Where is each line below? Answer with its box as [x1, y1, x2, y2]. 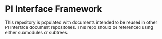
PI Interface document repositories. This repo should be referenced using [5, 24, 153, 30]
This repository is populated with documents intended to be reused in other [5, 19, 158, 25]
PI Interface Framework [5, 3, 102, 14]
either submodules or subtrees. [5, 29, 69, 35]
